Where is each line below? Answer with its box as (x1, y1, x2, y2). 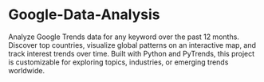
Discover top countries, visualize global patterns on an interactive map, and (8, 40, 257, 49)
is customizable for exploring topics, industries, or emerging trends (8, 57, 229, 67)
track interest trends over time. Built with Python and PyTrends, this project (8, 49, 255, 58)
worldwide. (8, 65, 45, 75)
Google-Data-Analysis (8, 6, 160, 24)
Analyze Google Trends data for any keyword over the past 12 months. (8, 32, 239, 41)
